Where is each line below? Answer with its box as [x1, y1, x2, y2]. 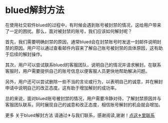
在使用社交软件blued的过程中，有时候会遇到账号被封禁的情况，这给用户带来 [5, 22, 161, 28]
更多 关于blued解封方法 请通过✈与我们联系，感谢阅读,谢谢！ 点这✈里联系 [5, 112, 155, 118]
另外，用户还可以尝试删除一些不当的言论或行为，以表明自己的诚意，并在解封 [5, 78, 163, 85]
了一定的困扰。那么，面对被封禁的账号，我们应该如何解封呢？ [5, 28, 132, 34]
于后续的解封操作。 [5, 51, 45, 57]
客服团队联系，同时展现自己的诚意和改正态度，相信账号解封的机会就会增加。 [5, 102, 163, 108]
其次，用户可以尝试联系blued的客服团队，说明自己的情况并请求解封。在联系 [5, 62, 161, 68]
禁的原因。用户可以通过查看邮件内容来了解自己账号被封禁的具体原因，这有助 [5, 45, 163, 51]
